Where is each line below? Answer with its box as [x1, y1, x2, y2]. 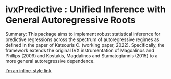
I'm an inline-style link [5, 67, 52, 74]
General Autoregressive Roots [5, 14, 136, 26]
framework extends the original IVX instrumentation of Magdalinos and [5, 47, 154, 53]
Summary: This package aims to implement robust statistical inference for [5, 31, 161, 37]
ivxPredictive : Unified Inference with [5, 4, 166, 15]
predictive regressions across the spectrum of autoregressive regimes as [5, 36, 159, 43]
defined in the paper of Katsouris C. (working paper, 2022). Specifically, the [5, 42, 165, 48]
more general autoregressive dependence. [5, 58, 95, 64]
